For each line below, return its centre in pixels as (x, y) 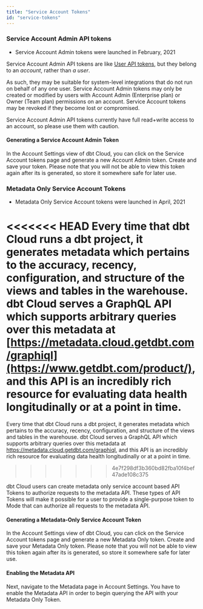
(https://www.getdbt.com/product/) (99, 369)
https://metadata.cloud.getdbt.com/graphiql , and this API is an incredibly (97, 450)
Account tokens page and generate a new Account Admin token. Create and (101, 160)
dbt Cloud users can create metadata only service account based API (93, 486)
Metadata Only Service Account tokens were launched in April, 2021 (100, 202)
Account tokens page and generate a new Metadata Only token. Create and (101, 540)
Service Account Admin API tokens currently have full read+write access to (100, 120)
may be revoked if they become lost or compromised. (73, 108)
